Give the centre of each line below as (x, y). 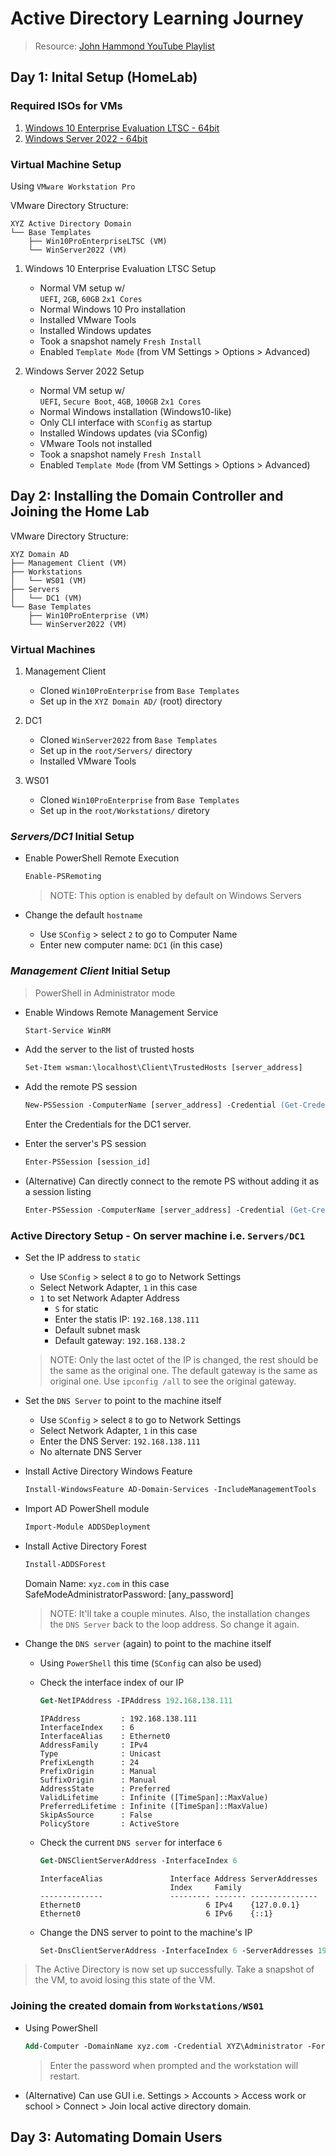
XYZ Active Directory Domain (71, 223)
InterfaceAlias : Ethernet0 (105, 1736)
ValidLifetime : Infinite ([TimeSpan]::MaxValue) (154, 1797)
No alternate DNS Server (90, 1452)
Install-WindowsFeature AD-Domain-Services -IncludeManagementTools (170, 1490)
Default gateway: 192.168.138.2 (120, 1341)
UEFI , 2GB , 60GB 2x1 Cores (91, 298)
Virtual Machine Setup (66, 164)
